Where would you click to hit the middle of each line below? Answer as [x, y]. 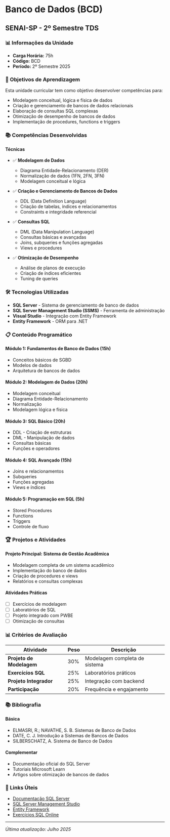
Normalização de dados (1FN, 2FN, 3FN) [62, 176]
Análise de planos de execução [53, 268]
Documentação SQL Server [41, 799]
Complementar [22, 752]
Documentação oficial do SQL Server [51, 764]
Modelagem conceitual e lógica [53, 181]
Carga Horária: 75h [33, 55]
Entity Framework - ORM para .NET [50, 321]
